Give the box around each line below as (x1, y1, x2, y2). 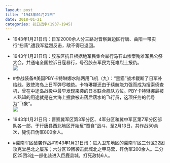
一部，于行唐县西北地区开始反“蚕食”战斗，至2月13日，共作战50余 (21, 123, 159, 129)
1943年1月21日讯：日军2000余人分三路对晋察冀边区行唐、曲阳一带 (12, 36, 152, 42)
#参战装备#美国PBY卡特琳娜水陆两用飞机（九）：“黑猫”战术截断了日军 (12, 75, 158, 81)
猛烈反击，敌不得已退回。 (44, 43, 98, 49)
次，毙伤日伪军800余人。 (12, 129, 66, 135)
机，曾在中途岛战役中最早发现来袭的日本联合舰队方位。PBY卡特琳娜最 (12, 88, 160, 94)
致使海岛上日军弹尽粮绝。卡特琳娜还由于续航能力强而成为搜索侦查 (26, 81, 164, 88)
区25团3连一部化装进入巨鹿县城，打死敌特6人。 (12, 152, 113, 158)
